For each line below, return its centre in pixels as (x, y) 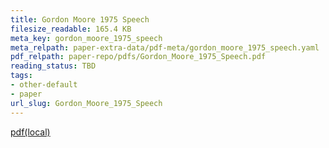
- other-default (44, 85)
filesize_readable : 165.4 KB (71, 29)
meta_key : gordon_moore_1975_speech (86, 38)
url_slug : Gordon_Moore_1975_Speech (86, 103)
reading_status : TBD (53, 66)
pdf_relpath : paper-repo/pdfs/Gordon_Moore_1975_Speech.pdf (138, 57)
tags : (21, 76)
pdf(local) (30, 132)
